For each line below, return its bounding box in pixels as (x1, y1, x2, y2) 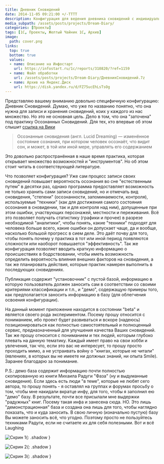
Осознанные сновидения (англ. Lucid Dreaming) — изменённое (17, 133, 149, 139)
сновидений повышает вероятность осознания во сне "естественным (5, 178, 152, 184)
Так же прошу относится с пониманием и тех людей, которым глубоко (5, 332, 153, 338)
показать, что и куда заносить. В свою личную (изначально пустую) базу (5, 409, 159, 415)
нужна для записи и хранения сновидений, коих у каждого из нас (5, 108, 143, 114)
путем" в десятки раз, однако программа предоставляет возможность (5, 183, 154, 189)
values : (9, 57, 25, 62)
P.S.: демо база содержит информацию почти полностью (5, 368, 125, 374)
